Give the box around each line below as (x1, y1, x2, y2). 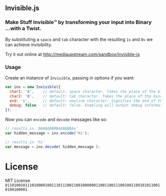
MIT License (5, 177, 31, 183)
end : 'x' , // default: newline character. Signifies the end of (9, 98, 156, 103)
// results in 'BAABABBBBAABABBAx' (5, 126, 79, 131)
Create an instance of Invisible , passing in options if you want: (5, 74, 135, 81)
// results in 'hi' (5, 139, 45, 144)
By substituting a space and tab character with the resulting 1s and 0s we (5, 36, 153, 42)
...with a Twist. (5, 25, 42, 32)
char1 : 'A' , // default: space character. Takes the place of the (9, 89, 156, 94)
